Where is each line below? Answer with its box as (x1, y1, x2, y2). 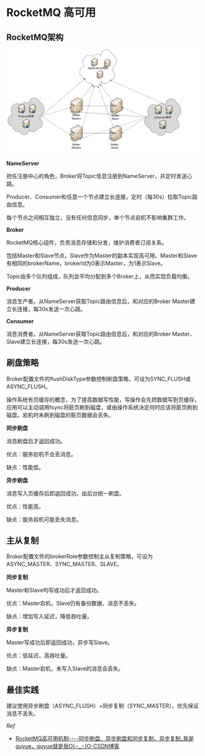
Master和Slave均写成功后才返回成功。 (6, 586, 102, 594)
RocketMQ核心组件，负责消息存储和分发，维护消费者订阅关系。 (6, 238, 168, 246)
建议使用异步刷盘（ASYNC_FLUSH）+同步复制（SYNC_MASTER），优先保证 (6, 702, 199, 710)
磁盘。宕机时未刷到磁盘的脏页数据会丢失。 (6, 411, 114, 419)
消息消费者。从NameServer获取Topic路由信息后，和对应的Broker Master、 (6, 330, 195, 337)
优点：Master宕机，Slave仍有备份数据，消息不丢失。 (6, 600, 140, 607)
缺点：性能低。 (6, 463, 44, 471)
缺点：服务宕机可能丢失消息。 (6, 516, 82, 523)
